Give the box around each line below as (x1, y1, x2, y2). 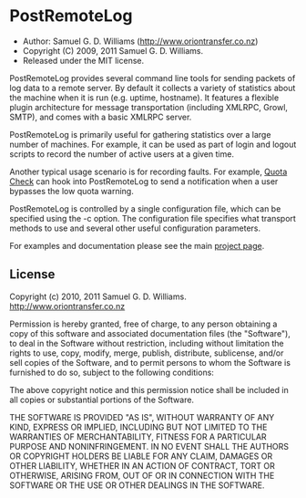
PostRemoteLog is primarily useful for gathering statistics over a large (9, 129, 271, 140)
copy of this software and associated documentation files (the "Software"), (9, 327, 291, 338)
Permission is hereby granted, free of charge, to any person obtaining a (9, 318, 278, 329)
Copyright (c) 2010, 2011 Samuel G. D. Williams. (9, 291, 187, 302)
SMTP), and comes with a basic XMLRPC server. (9, 111, 192, 122)
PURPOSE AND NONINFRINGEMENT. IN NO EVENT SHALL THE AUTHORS (9, 441, 290, 451)
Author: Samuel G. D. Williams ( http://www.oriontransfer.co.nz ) (22, 36, 259, 47)
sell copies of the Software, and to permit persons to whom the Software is (9, 357, 291, 368)
